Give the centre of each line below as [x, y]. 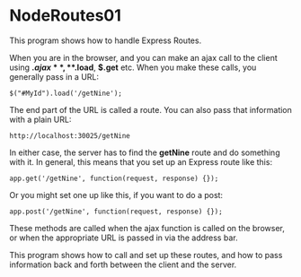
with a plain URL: [40, 119]
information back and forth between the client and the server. [123, 264]
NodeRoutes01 [65, 16]
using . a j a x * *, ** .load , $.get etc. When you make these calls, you [133, 67]
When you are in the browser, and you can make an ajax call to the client [143, 57]
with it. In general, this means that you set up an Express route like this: [141, 161]
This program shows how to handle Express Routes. [106, 40]
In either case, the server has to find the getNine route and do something [145, 152]
